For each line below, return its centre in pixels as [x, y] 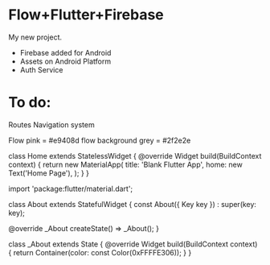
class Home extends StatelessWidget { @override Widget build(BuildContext [135, 155]
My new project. [35, 37]
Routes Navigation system [51, 124]
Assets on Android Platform [65, 61]
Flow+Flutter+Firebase [86, 15]
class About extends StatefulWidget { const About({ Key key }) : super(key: [133, 204]
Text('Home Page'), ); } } [49, 173]
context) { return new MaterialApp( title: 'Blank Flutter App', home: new [125, 164]
